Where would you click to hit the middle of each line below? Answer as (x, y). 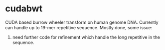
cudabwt (24, 9)
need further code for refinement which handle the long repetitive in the (86, 37)
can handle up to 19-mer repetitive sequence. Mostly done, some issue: (79, 27)
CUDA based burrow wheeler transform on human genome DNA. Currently (82, 22)
